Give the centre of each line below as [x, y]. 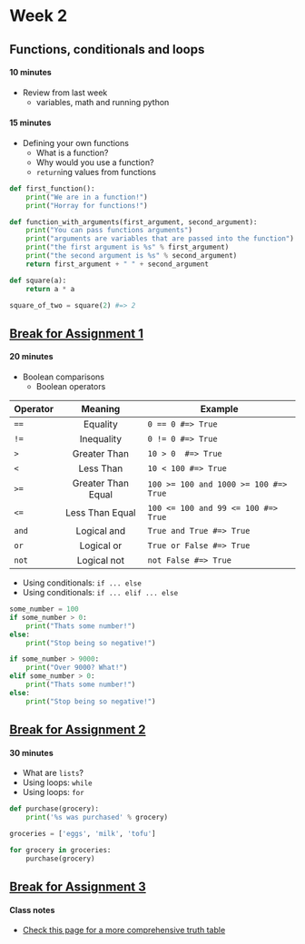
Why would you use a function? [95, 162]
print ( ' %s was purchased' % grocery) [97, 818]
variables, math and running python [103, 102]
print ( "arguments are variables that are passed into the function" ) [160, 239]
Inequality [101, 439]
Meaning [101, 409]
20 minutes [31, 357]
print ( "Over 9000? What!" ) [77, 668]
